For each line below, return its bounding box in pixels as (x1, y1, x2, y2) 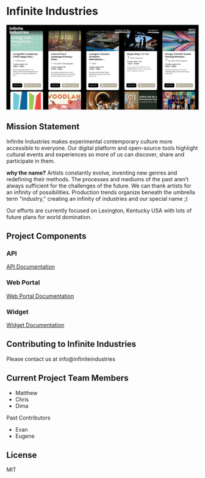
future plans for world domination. (6, 213, 92, 220)
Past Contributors (6, 414, 51, 421)
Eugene (15, 432, 35, 440)
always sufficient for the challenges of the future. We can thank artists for (6, 182, 192, 189)
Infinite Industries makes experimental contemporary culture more (6, 137, 173, 145)
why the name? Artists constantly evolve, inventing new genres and (6, 169, 178, 176)
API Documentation (6, 263, 55, 270)
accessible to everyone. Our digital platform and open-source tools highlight (6, 144, 198, 151)
